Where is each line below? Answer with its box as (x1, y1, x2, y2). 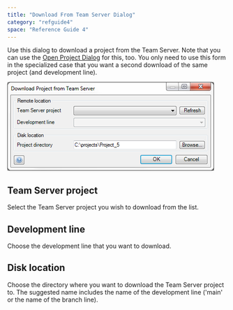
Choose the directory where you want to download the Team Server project (7, 280, 225, 289)
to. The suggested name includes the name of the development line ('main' (7, 288, 223, 296)
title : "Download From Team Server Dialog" (7, 11, 136, 18)
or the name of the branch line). (7, 295, 98, 304)
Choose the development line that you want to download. (7, 242, 172, 250)
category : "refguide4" (7, 18, 73, 26)
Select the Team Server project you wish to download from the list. (7, 203, 199, 212)
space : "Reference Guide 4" (7, 26, 89, 33)
